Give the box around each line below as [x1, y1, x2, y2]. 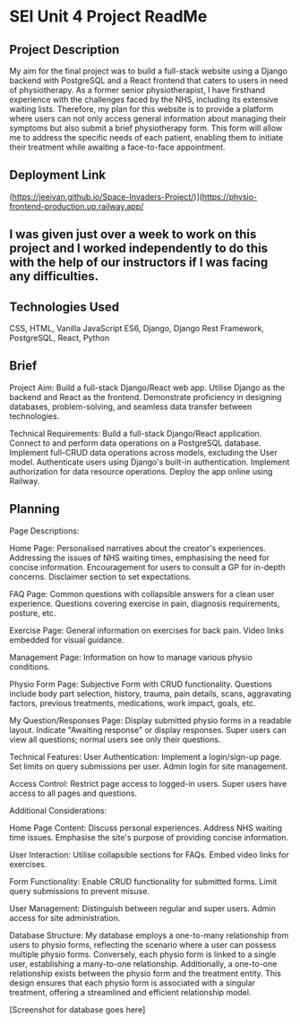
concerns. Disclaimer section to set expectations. [9, 571, 192, 582]
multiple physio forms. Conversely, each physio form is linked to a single [9, 949, 277, 960]
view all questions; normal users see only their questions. [9, 734, 221, 745]
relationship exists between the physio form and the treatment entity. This [9, 968, 282, 978]
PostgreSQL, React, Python [9, 333, 110, 344]
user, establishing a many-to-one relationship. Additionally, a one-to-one [9, 958, 278, 969]
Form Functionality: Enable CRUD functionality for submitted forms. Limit [9, 875, 278, 887]
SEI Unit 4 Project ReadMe [9, 6, 208, 27]
